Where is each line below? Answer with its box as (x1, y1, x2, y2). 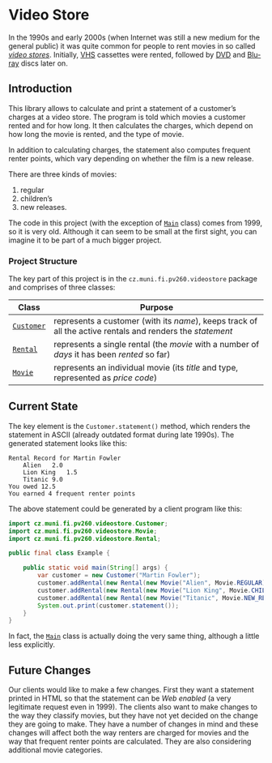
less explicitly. (8, 640, 55, 649)
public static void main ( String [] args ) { (23, 564, 168, 572)
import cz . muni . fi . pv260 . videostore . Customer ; (8, 519, 168, 528)
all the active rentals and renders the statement (53, 326, 233, 337)
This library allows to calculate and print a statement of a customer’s (8, 103, 236, 113)
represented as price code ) (53, 372, 158, 384)
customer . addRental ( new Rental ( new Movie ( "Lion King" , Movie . (37, 586, 252, 594)
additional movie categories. (8, 745, 103, 755)
